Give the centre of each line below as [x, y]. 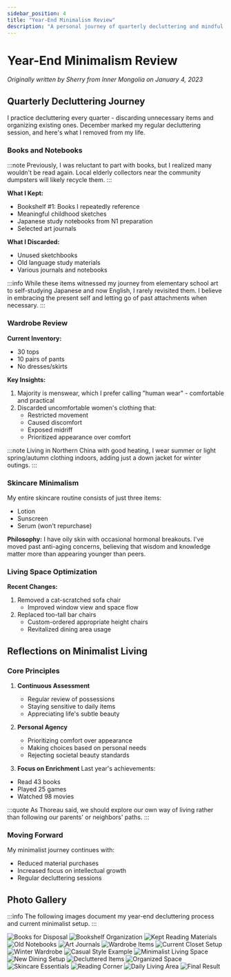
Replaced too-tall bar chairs [57, 615]
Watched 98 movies [46, 796]
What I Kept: [25, 193]
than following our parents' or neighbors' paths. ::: [78, 817]
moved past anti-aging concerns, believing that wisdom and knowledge [109, 547]
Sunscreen [32, 518]
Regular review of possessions [71, 699]
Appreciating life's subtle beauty [73, 714]
